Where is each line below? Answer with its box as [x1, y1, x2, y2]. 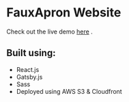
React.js [16, 65, 40, 73]
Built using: [6, 47, 56, 59]
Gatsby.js [16, 73, 43, 81]
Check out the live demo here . [6, 27, 93, 36]
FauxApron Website [6, 5, 121, 21]
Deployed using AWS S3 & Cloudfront [16, 87, 122, 95]
